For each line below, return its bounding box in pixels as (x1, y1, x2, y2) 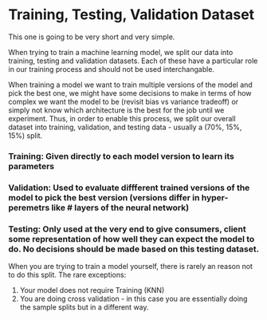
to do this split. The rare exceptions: (8, 270, 127, 280)
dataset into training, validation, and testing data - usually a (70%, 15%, (8, 122, 242, 132)
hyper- (201, 192, 229, 203)
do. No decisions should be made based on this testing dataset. (8, 243, 260, 255)
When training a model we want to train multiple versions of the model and (8, 80, 253, 89)
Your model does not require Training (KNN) (19, 286, 165, 295)
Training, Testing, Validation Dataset (8, 6, 255, 24)
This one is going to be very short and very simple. (8, 32, 175, 41)
